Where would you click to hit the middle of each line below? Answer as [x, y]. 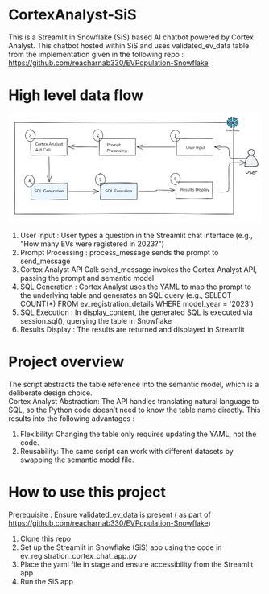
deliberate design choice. [50, 393]
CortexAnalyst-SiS [72, 15]
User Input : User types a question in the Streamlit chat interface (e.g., [137, 236]
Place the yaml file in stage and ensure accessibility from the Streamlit [137, 564]
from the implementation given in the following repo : [96, 54]
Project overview [66, 362]
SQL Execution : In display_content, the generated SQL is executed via [136, 312]
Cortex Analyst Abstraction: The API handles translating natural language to [134, 402]
